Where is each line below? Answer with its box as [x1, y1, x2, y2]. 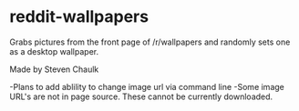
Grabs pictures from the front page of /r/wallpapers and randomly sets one [9, 36, 291, 47]
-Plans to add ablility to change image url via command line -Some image [9, 81, 284, 92]
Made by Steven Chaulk [9, 64, 99, 75]
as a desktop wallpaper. [9, 45, 98, 56]
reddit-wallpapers [9, 6, 149, 27]
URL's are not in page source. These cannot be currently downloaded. [9, 91, 273, 102]
